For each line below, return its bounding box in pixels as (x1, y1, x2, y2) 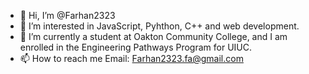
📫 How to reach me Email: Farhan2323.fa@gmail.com (19, 53, 244, 64)
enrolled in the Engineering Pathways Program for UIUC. (19, 41, 253, 53)
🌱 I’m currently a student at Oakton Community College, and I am (19, 31, 288, 42)
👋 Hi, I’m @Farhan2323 (19, 10, 116, 21)
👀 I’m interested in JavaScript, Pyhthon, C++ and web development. (19, 20, 300, 32)
